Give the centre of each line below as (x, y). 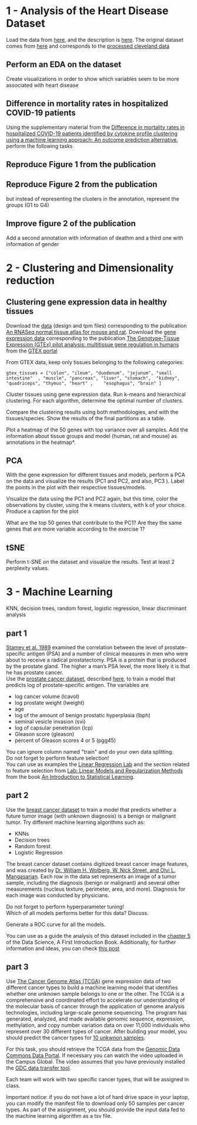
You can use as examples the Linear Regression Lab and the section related (98, 764)
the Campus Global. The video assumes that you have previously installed (96, 1061)
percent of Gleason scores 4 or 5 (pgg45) (65, 740)
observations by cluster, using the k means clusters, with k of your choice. (96, 505)
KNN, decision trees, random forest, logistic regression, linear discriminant (96, 609)
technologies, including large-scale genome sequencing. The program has (96, 1012)
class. (13, 1085)
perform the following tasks (39, 146)
